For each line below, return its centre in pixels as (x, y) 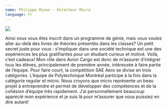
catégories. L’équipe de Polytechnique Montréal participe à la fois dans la (81, 75)
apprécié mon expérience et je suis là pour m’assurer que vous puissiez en (82, 96)
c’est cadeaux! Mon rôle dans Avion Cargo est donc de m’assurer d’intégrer (83, 59)
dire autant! (17, 102)
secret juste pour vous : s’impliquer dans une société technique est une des (83, 48)
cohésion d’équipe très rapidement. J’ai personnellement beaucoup (75, 91)
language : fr (19, 14)
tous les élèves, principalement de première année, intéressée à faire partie (83, 64)
